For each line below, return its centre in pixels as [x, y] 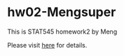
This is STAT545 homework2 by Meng [62, 31]
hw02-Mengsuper [62, 12]
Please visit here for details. [47, 45]
